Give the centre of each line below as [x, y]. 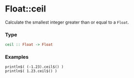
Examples [17, 57]
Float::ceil [26, 9]
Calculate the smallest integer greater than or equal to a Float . [67, 22]
